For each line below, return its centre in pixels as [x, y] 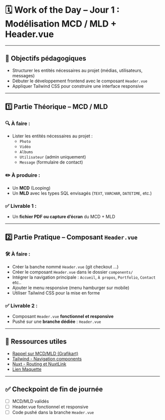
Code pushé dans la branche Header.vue [53, 412]
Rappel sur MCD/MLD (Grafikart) [45, 354]
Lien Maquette [27, 369]
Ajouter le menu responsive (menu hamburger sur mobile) [71, 288]
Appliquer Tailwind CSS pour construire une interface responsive [78, 86]
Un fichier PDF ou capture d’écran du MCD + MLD [64, 217]
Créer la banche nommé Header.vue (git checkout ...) [65, 266]
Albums [26, 152]
